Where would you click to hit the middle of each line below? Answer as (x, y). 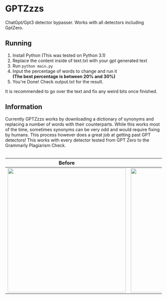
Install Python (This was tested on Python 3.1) (59, 55)
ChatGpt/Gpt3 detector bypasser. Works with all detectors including (75, 22)
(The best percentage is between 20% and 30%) (64, 76)
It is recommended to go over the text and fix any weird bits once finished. (81, 91)
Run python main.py (33, 66)
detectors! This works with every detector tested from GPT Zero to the (77, 140)
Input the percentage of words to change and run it (65, 71)
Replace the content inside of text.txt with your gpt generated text (80, 61)
